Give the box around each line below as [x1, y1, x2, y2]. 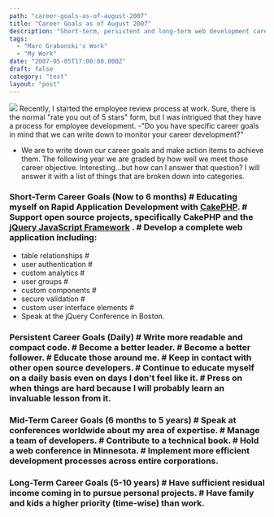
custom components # [20, 285, 97, 295]
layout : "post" [9, 80, 61, 88]
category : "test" [9, 72, 68, 81]
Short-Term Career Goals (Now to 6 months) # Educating [9, 191, 238, 203]
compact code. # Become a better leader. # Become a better [9, 341, 251, 353]
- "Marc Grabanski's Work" [16, 42, 108, 50]
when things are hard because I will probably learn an [9, 382, 225, 393]
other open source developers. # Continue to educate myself [9, 361, 255, 373]
